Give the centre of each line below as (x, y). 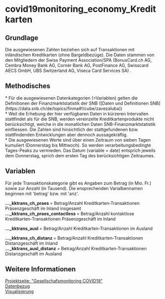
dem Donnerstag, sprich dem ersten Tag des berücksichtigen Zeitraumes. (80, 155)
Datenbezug (17, 286)
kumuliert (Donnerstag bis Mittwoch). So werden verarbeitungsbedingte (78, 145)
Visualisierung (19, 292)
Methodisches (28, 86)
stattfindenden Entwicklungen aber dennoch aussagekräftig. (66, 135)
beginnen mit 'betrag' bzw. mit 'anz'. (42, 193)
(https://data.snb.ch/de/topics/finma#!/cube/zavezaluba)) (64, 108)
